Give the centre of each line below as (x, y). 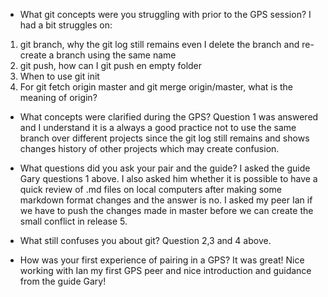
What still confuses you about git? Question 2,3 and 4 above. (145, 240)
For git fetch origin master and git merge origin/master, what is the (156, 87)
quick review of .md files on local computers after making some (150, 189)
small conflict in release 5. (73, 221)
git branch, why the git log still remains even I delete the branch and (159, 44)
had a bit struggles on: (66, 25)
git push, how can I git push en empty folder (111, 65)
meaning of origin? (58, 97)
